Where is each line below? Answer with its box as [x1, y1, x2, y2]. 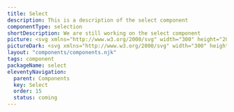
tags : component [7, 56, 54, 63]
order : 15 [13, 88, 42, 95]
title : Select [7, 10, 49, 17]
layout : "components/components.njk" [7, 49, 117, 56]
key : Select [13, 81, 49, 88]
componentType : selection [7, 23, 82, 30]
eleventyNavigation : [7, 68, 68, 75]
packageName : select [7, 62, 68, 69]
